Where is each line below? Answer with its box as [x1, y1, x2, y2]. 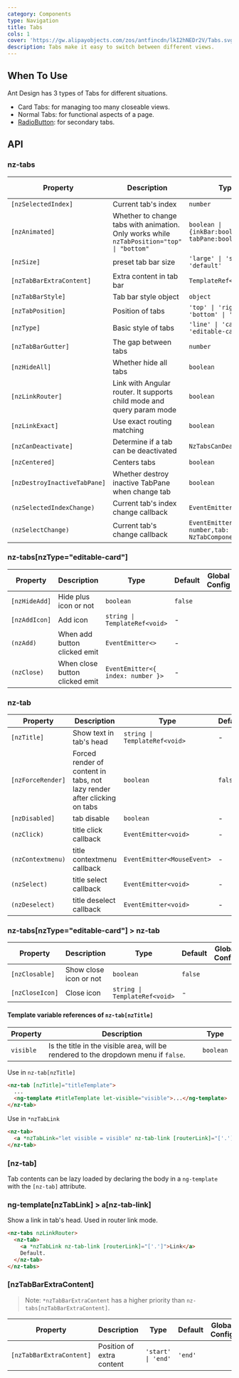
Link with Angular [112, 378, 171, 388]
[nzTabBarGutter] [11, 343, 70, 350]
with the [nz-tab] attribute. [7, 1182, 87, 1191]
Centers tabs [112, 457, 156, 467]
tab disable [72, 813, 110, 823]
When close [58, 658, 98, 668]
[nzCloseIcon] [11, 989, 59, 997]
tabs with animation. [112, 219, 180, 229]
